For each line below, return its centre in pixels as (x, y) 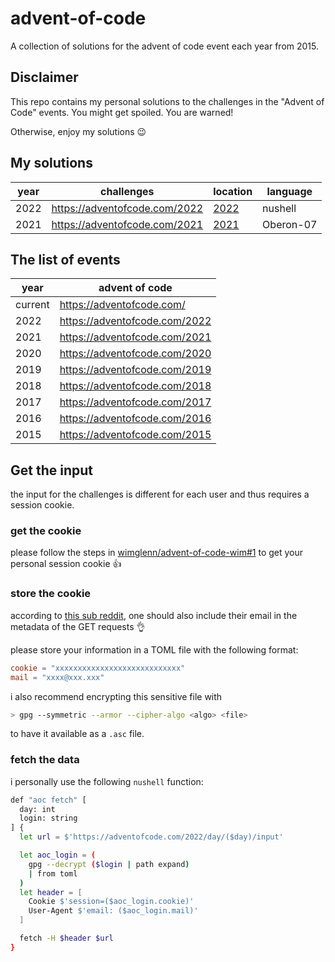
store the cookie (51, 594)
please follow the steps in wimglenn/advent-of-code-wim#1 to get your (157, 553)
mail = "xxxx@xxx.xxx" (57, 677)
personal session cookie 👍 (66, 564)
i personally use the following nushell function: (107, 781)
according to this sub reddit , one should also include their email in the (154, 615)
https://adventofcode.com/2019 (135, 370)
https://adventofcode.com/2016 (135, 419)
